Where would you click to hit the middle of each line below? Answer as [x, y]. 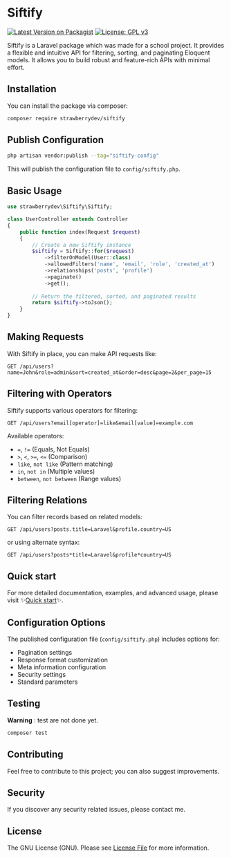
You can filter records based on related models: [75, 517]
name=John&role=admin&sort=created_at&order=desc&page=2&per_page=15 [110, 372]
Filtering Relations [47, 500]
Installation [32, 89]
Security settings [41, 675]
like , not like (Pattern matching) [65, 464]
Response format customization [63, 660]
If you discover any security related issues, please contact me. [96, 810]
